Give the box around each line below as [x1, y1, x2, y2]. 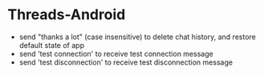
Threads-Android [7, 6, 126, 24]
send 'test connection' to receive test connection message [18, 49, 213, 58]
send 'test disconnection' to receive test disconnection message [18, 57, 234, 67]
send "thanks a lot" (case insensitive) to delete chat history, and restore [18, 32, 256, 41]
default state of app [18, 40, 85, 49]
